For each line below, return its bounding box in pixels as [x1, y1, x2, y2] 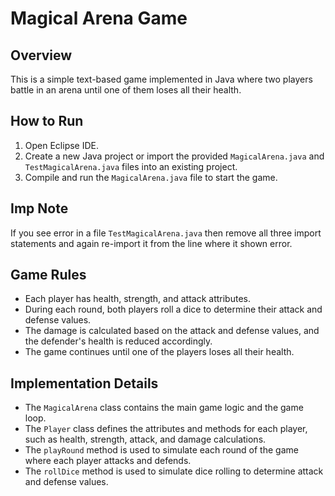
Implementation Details [10, 375, 159, 392]
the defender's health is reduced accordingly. [24, 335, 213, 347]
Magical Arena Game [10, 7, 188, 30]
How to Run [10, 113, 84, 130]
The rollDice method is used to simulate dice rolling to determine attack [24, 465, 324, 477]
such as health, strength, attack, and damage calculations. [24, 433, 267, 446]
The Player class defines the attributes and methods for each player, [24, 423, 308, 435]
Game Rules [10, 267, 87, 284]
